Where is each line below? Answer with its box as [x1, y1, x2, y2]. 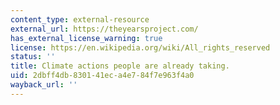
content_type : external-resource [10, 14, 150, 25]
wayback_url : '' [10, 80, 78, 90]
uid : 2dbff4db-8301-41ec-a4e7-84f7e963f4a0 [10, 71, 195, 81]
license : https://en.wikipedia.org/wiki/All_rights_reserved [10, 42, 271, 53]
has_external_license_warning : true [10, 33, 163, 43]
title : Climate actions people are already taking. [10, 61, 230, 71]
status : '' [10, 52, 56, 62]
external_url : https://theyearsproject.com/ [10, 24, 199, 34]
